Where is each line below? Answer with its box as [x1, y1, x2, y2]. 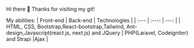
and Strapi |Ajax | [6, 36, 48, 42]
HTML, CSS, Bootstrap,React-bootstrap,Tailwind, [6, 23, 125, 30]
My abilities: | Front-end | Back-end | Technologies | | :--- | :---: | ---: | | [6, 17, 180, 23]
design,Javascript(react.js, [6, 29, 71, 36]
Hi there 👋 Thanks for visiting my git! [6, 6, 95, 12]
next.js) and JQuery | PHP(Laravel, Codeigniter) [72, 29, 189, 36]
